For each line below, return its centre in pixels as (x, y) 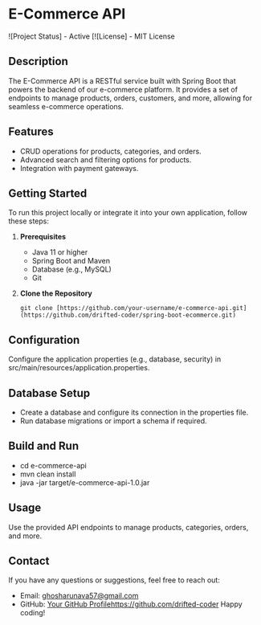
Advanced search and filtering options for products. (106, 159)
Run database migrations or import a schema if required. (113, 421)
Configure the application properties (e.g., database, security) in (115, 359)
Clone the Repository (56, 293)
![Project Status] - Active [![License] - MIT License (92, 36)
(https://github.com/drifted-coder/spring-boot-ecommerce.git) (128, 315)
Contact (29, 561)
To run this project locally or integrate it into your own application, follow (128, 213)
